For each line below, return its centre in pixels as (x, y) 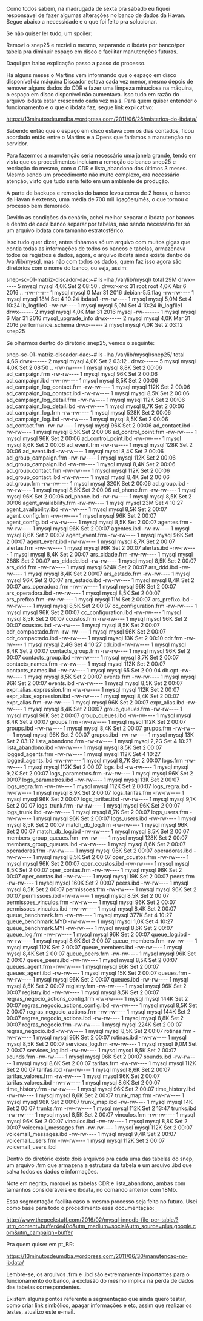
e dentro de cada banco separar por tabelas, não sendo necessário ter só (98, 224)
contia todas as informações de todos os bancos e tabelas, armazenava (96, 249)
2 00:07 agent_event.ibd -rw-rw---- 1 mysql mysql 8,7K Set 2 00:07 (91, 541)
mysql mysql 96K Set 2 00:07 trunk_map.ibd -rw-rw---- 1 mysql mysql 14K (100, 1102)
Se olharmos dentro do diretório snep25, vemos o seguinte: (81, 343)
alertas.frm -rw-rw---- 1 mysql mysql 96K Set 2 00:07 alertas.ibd (88, 548)
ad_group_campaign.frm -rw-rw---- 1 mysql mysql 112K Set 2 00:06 (91, 458)
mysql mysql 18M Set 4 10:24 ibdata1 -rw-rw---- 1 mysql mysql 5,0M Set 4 (99, 299)
